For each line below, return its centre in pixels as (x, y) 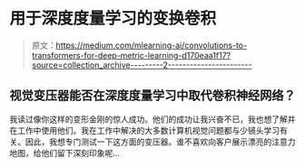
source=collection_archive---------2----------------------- (142, 65)
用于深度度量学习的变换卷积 (113, 19)
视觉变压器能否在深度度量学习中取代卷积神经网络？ (152, 96)
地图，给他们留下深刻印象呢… (65, 153)
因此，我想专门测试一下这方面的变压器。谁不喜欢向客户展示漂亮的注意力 (160, 142)
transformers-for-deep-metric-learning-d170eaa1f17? (131, 55)
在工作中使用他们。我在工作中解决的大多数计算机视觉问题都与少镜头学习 (144, 130)
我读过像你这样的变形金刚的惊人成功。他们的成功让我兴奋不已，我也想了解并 (152, 119)
